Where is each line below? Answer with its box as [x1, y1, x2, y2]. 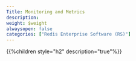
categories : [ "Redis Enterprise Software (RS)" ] [6, 31, 131, 37]
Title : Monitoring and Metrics [6, 8, 85, 15]
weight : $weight [6, 20, 47, 26]
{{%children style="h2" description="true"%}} [6, 48, 122, 55]
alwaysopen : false [6, 25, 53, 32]
